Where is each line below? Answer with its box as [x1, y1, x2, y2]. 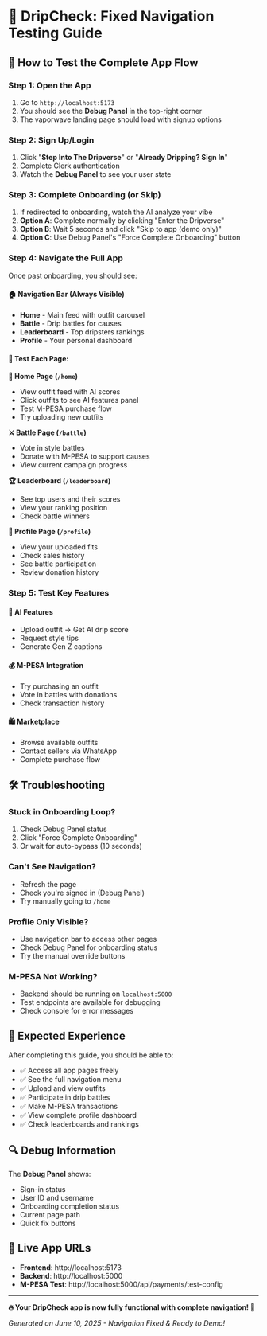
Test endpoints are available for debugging [19, 998, 161, 1007]
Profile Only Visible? [8, 916, 89, 927]
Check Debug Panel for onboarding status [19, 943, 158, 952]
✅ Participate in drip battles [19, 1092, 110, 1102]
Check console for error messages [19, 1006, 133, 1016]
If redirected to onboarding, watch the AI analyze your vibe [19, 207, 213, 217]
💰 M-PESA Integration [8, 660, 84, 670]
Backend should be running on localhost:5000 [19, 989, 172, 998]
